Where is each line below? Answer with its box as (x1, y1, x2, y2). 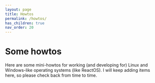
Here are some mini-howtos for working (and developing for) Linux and (5, 62, 148, 68)
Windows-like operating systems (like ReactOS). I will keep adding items (5, 67, 150, 73)
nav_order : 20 (5, 25, 34, 30)
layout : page (5, 7, 32, 12)
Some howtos (5, 46, 62, 57)
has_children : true (5, 20, 45, 26)
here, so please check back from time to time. (5, 72, 97, 78)
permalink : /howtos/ (5, 16, 47, 21)
